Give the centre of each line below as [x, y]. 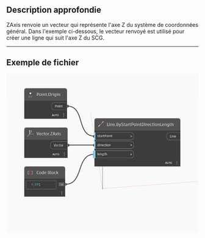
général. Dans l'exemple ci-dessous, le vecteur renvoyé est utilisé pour [95, 31]
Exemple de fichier [43, 63]
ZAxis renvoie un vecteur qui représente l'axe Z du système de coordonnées [103, 24]
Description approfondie [54, 10]
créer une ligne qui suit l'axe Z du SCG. [56, 38]
